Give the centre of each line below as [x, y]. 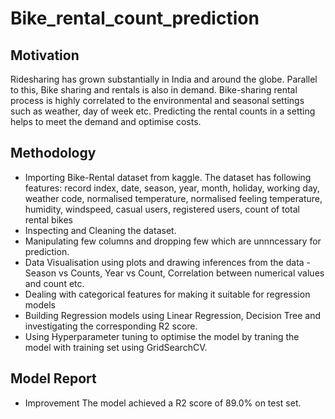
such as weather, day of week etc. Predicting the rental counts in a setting [163, 111]
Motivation [45, 55]
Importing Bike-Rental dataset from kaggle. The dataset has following [168, 177]
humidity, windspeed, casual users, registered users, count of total [162, 209]
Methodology [53, 153]
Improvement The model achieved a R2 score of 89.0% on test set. [163, 403]
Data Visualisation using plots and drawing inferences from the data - [168, 262]
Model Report [53, 378]
